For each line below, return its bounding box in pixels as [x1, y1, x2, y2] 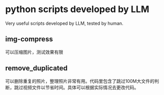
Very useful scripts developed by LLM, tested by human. [5, 20, 123, 26]
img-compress [5, 35, 53, 43]
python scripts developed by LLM [5, 4, 150, 15]
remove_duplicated [5, 64, 68, 73]
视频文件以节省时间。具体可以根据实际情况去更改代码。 [22, 84, 139, 90]
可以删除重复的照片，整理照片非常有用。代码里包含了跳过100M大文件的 [5, 78, 155, 84]
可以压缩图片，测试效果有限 [5, 49, 63, 55]
